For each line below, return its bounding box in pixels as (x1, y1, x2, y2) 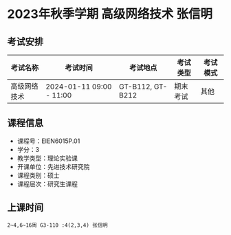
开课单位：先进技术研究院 (16, 162, 90, 170)
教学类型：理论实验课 (16, 154, 78, 162)
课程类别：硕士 (16, 171, 60, 179)
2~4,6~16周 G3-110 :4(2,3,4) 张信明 (7, 221, 108, 229)
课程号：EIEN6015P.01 (16, 137, 80, 145)
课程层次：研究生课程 (16, 179, 78, 188)
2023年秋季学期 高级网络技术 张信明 (7, 6, 213, 22)
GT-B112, (119, 82, 153, 91)
